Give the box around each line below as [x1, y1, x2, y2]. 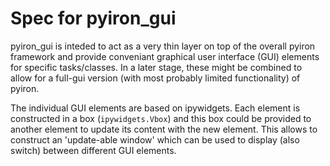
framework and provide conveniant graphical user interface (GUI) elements [10, 50, 320, 62]
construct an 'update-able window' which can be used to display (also [10, 133, 300, 146]
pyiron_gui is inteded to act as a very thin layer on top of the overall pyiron [10, 40, 316, 52]
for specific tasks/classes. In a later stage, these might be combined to [10, 61, 303, 73]
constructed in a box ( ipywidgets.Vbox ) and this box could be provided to [10, 112, 312, 124]
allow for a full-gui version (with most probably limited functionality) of [10, 72, 301, 84]
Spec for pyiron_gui [10, 7, 177, 30]
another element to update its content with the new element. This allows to [10, 123, 318, 135]
